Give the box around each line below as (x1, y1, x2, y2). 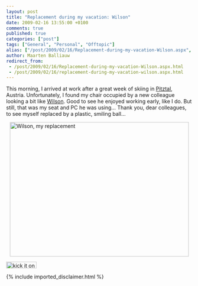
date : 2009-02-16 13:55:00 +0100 (6, 19, 89, 25)
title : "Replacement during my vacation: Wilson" (6, 14, 131, 20)
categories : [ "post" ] (6, 36, 60, 42)
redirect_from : (6, 58, 44, 64)
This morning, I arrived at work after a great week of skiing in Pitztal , (6, 85, 173, 92)
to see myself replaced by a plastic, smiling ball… (6, 110, 126, 118)
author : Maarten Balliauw (6, 53, 70, 58)
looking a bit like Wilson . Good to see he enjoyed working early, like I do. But (6, 98, 192, 105)
